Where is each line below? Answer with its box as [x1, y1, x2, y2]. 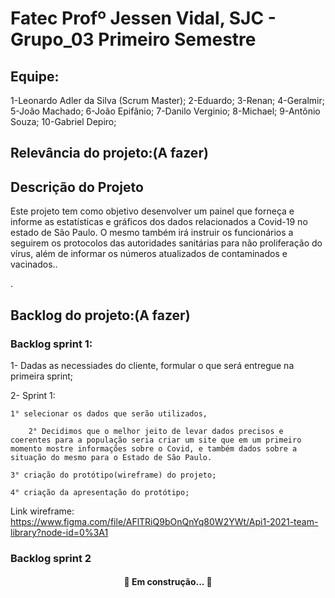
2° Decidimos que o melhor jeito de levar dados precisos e [28, 426, 284, 436]
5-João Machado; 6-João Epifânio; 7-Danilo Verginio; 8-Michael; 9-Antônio [10, 105, 321, 117]
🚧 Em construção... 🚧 [123, 576, 213, 588]
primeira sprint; [10, 370, 74, 382]
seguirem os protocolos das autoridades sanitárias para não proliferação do [10, 237, 323, 249]
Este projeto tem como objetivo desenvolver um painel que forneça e [10, 205, 295, 217]
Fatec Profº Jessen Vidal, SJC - [10, 7, 277, 30]
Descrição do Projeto [10, 178, 144, 196]
